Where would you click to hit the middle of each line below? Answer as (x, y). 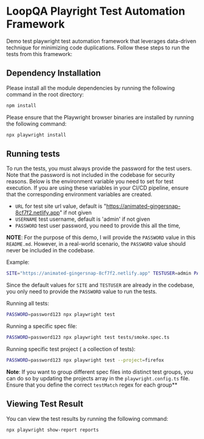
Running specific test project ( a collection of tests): (71, 349)
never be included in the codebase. (51, 251)
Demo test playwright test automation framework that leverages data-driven (101, 41)
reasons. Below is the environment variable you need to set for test (90, 182)
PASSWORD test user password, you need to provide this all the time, (98, 226)
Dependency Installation (54, 73)
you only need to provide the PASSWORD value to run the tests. (82, 291)
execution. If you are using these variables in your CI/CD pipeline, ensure (97, 188)
